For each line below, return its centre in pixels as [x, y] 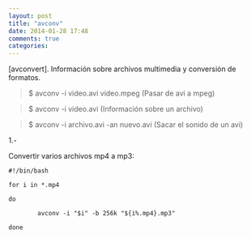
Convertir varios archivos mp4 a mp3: [72, 156]
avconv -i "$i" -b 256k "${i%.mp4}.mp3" [106, 214]
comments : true [34, 38]
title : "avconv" [36, 23]
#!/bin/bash [28, 171]
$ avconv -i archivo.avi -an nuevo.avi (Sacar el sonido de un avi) [136, 125]
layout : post [30, 16]
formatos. [25, 78]
